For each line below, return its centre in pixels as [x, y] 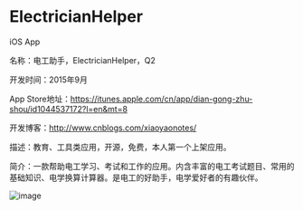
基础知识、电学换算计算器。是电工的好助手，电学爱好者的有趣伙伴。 [136, 177]
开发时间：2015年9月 [49, 80]
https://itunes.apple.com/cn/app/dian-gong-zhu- [161, 99]
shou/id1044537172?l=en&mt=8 [69, 109]
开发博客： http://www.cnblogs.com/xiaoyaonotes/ [103, 128]
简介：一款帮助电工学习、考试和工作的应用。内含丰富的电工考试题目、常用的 [152, 166]
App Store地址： [40, 99]
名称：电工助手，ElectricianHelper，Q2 [83, 60]
